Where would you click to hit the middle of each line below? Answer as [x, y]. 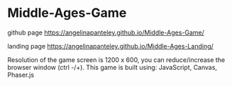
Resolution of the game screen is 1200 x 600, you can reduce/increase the [116, 60]
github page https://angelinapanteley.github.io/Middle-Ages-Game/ [106, 32]
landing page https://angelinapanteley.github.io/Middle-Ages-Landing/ [111, 46]
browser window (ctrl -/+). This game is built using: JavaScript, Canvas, [112, 67]
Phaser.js [21, 75]
